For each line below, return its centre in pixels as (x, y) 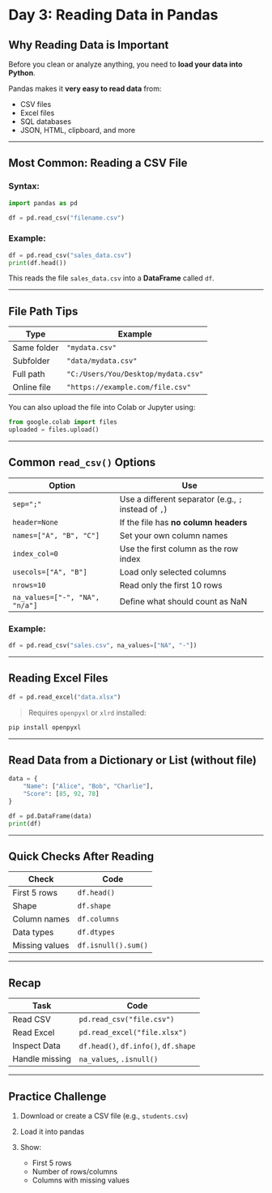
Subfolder (31, 361)
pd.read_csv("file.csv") (127, 1020)
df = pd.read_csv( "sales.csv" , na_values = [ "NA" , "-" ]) (103, 646)
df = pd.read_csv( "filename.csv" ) (67, 218)
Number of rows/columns (75, 1172)
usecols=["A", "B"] (50, 572)
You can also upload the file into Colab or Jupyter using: (102, 408)
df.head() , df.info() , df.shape (137, 1045)
